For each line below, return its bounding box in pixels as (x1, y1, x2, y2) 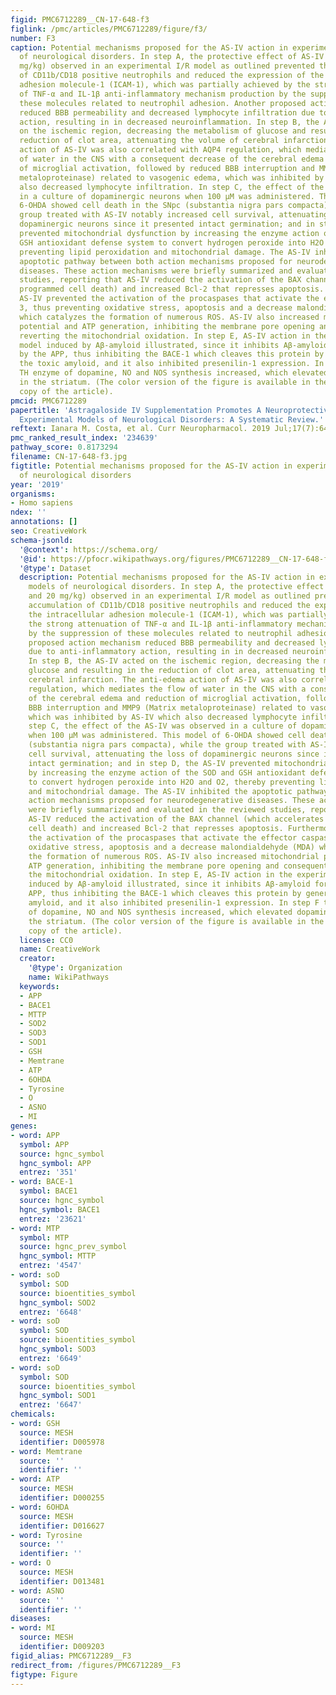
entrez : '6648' (19, 1307, 83, 1317)
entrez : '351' (19, 1167, 78, 1178)
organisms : (10, 489, 56, 499)
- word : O (10, 1558, 52, 1568)
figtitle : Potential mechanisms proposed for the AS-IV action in (10, 461, 293, 471)
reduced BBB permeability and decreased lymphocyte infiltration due (19, 107, 315, 118)
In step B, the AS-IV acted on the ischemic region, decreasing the (28, 656, 320, 666)
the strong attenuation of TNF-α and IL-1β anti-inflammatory (28, 619, 293, 629)
